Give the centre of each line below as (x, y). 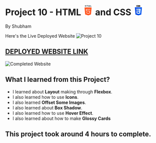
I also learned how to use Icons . (45, 97)
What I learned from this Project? (57, 80)
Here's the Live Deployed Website (40, 36)
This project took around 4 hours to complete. (78, 134)
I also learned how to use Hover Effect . (53, 113)
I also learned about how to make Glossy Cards (61, 118)
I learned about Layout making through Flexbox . (62, 92)
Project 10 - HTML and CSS (68, 12)
